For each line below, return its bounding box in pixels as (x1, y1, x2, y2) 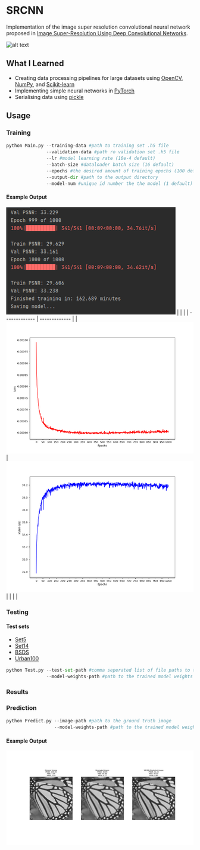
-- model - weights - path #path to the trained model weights (46, 673, 193, 680)
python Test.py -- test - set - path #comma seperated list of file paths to (6, 667, 190, 673)
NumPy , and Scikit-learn (14, 81, 75, 88)
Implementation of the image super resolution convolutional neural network (6, 23, 190, 30)
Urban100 (14, 655, 39, 662)
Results (6, 688, 29, 696)
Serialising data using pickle (14, 93, 84, 100)
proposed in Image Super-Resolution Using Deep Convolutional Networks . (6, 29, 189, 36)
